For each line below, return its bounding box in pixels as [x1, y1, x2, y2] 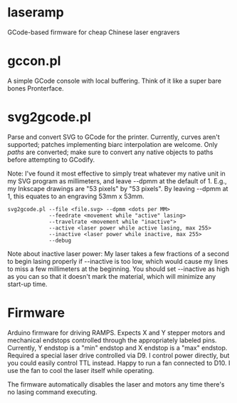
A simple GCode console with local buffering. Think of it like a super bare [7, 76, 222, 85]
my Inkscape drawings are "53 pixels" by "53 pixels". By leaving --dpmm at [7, 184, 228, 193]
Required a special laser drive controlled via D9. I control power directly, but [7, 351, 230, 359]
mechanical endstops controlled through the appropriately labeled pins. [7, 336, 217, 345]
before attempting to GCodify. [7, 155, 95, 164]
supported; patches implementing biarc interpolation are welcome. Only [7, 140, 218, 148]
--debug [48, 237, 72, 244]
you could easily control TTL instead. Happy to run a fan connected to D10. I [7, 358, 231, 367]
